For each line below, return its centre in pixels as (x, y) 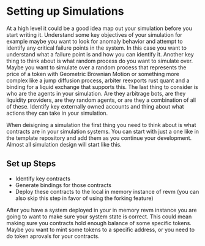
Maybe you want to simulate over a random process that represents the (96, 67)
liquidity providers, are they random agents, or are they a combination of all (101, 100)
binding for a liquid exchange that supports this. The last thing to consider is (102, 86)
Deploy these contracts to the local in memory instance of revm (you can (107, 191)
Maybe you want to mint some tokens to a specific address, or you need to (100, 229)
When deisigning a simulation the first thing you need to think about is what (101, 125)
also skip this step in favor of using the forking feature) (84, 198)
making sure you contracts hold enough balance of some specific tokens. (99, 223)
